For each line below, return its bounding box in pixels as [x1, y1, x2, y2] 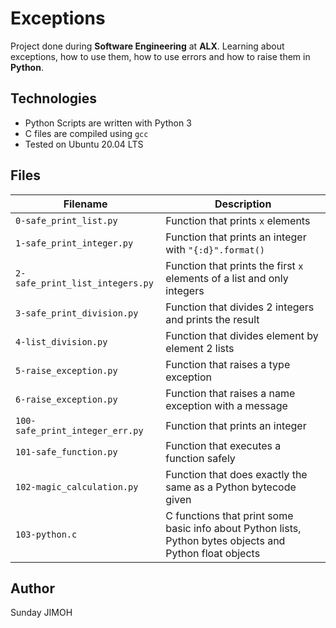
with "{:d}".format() [165, 242, 265, 256]
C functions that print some [165, 508, 294, 522]
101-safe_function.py [15, 446, 118, 457]
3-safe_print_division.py [15, 307, 139, 319]
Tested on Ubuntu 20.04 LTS [24, 138, 144, 150]
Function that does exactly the [165, 467, 308, 481]
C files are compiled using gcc [24, 127, 149, 139]
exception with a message [165, 398, 288, 412]
